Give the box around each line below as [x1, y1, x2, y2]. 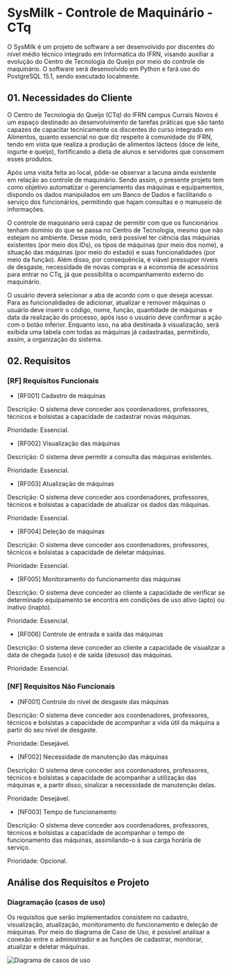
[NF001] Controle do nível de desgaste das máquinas [17, 697, 169, 705]
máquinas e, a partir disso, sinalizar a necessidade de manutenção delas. [7, 780, 217, 789]
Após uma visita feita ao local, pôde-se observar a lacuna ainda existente [7, 168, 217, 176]
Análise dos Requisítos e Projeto [7, 877, 150, 888]
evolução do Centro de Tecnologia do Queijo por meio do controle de [7, 57, 205, 65]
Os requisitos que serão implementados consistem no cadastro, [7, 913, 189, 922]
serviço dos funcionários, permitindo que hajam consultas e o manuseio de [7, 198, 222, 206]
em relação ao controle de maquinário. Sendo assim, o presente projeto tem [7, 175, 224, 184]
